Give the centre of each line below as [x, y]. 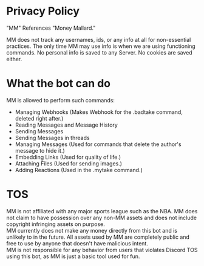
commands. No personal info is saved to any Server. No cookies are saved [99, 52]
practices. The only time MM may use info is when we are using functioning [101, 46]
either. [14, 59]
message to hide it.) [40, 150]
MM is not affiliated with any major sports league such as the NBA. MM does [102, 211]
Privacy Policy [43, 11]
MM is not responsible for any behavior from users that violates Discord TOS [102, 250]
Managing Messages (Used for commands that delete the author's [98, 144]
